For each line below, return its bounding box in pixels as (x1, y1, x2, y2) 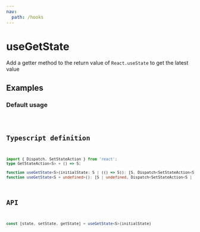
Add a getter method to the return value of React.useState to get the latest (6, 59, 189, 66)
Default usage (6, 100, 48, 109)
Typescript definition (6, 134, 90, 142)
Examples (6, 82, 43, 93)
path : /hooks (11, 14, 44, 20)
